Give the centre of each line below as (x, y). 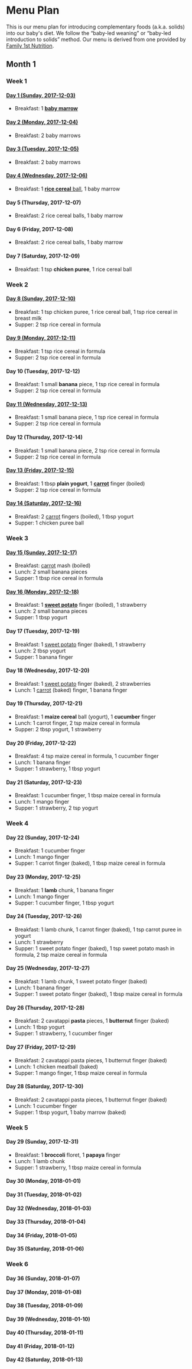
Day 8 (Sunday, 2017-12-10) (41, 299)
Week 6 (17, 1264)
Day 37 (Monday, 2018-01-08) (44, 1292)
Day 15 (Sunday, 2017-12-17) (42, 552)
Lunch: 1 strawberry (39, 942)
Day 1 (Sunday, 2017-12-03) (41, 95)
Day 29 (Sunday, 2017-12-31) (42, 1142)
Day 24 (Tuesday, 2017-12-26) (44, 916)
